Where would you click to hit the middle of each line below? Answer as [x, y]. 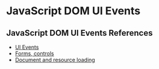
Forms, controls [34, 54]
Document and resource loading [55, 60]
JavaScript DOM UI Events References [79, 33]
